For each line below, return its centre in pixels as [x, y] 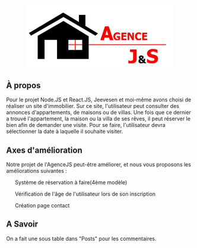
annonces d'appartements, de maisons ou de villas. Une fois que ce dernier [99, 113]
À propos [23, 85]
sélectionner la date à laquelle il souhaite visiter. [65, 131]
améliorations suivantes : [36, 171]
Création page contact [42, 206]
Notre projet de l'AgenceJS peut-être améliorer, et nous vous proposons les [99, 165]
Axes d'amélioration [44, 150]
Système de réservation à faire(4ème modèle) [71, 182]
